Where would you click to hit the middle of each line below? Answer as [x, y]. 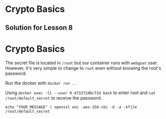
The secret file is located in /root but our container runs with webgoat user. [82, 63]
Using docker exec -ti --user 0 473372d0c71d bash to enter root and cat [81, 93]
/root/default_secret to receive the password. [54, 98]
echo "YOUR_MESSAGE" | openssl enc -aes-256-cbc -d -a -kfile [71, 107]
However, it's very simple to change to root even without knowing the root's [83, 68]
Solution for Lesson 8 [39, 28]
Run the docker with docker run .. [41, 83]
